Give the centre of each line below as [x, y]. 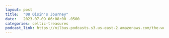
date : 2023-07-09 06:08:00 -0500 [43, 19]
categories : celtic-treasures [37, 23]
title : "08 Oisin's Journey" [37, 14]
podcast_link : [20, 28]
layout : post [19, 10]
